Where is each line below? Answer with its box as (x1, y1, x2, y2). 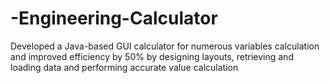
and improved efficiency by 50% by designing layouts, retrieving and (10, 50, 294, 62)
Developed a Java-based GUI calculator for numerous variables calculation (10, 40, 320, 52)
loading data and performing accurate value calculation (10, 61, 239, 73)
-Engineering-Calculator (10, 7, 218, 30)
